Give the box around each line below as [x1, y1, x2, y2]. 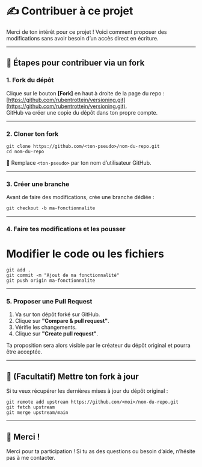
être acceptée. [6, 348, 43, 355]
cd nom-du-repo [6, 148, 44, 154]
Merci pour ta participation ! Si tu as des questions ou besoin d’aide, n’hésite [6, 448, 195, 455]
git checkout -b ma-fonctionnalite [6, 205, 96, 211]
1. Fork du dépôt [6, 76, 54, 84]
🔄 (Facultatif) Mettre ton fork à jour [6, 371, 139, 381]
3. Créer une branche [6, 180, 70, 188]
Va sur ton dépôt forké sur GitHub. [14, 311, 100, 318]
